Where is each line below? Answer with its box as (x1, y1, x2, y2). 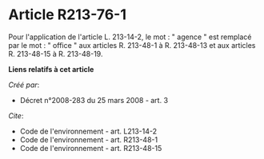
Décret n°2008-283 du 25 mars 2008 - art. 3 (19, 95, 169, 105)
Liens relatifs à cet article (8, 64, 94, 74)
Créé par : (8, 80, 40, 89)
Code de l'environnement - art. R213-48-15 (19, 143, 162, 153)
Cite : (8, 110, 24, 121)
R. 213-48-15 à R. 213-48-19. (8, 49, 103, 58)
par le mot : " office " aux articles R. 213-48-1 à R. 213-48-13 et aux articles (8, 40, 256, 50)
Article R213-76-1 (8, 6, 126, 24)
